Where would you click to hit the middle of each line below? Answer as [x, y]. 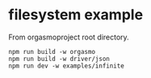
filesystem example [76, 15]
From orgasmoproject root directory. [69, 37]
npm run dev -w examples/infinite [67, 66]
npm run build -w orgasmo [52, 51]
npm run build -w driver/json [59, 59]
